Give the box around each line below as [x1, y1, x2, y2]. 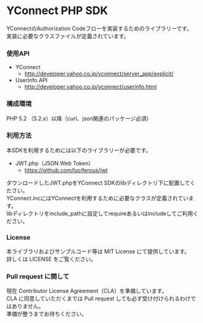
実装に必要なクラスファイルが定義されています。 [6, 32, 129, 40]
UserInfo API [15, 77, 48, 84]
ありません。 [11, 303, 44, 310]
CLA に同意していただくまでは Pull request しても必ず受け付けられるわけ [6, 295, 191, 302]
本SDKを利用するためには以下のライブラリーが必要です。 [6, 146, 151, 154]
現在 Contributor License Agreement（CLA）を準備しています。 [6, 287, 167, 295]
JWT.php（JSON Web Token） [15, 159, 94, 167]
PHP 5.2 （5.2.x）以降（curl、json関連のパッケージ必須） [6, 115, 152, 122]
